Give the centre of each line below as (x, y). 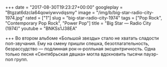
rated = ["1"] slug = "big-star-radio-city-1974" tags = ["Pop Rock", (94, 18)
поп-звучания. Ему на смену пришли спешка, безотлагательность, (77, 43)
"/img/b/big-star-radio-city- (125, 12)
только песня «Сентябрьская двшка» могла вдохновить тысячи (74, 54)
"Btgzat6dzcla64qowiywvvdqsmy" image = (50, 12)
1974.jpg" (15, 18)
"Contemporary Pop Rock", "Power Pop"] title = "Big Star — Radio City (78, 23)
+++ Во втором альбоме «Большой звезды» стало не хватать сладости (82, 38)
